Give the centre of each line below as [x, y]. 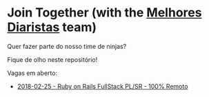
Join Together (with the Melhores [104, 13]
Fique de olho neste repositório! [52, 59]
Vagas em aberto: [32, 73]
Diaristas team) [52, 27]
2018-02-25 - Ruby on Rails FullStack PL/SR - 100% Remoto [102, 86]
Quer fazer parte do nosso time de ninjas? [67, 46]
